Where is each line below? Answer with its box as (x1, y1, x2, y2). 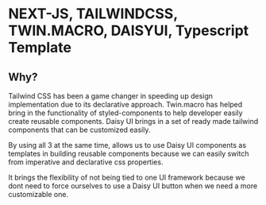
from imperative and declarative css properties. (8, 157, 164, 167)
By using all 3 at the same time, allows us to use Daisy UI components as (8, 141, 247, 149)
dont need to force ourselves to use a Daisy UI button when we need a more (8, 181, 258, 191)
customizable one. (8, 190, 69, 199)
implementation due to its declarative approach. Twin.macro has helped (8, 100, 243, 109)
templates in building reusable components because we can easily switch (8, 149, 249, 158)
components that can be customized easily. (8, 125, 151, 134)
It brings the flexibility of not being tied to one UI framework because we (8, 172, 245, 182)
